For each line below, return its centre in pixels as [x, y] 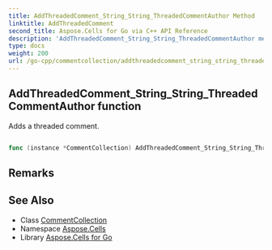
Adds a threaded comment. [54, 125]
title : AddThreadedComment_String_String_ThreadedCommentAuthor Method [132, 16]
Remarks [32, 173]
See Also [31, 200]
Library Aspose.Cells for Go [66, 237]
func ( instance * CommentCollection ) [70, 148]
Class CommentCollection [64, 220]
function [119, 106]
